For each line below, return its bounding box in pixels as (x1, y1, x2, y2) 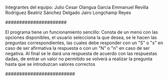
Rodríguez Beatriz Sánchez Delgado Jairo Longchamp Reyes (5, 10, 131, 16)
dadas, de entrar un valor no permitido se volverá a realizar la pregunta (5, 56, 152, 62)
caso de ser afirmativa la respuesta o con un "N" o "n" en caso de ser (5, 45, 150, 51)
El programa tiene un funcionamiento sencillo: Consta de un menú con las (5, 29, 158, 35)
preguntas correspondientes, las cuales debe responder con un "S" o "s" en (5, 40, 163, 46)
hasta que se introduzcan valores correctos (5, 61, 96, 67)
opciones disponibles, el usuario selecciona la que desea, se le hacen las (5, 35, 157, 40)
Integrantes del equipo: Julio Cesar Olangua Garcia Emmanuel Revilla (5, 5, 149, 10)
